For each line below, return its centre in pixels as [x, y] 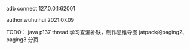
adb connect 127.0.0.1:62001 [41, 9]
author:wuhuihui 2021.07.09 [40, 20]
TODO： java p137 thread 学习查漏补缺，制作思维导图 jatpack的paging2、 [97, 32]
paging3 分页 [22, 40]
